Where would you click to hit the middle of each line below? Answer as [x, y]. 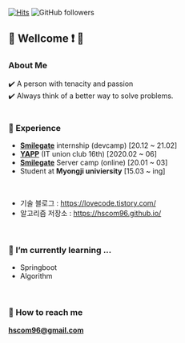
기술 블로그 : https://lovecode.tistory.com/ [88, 203]
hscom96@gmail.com [46, 330]
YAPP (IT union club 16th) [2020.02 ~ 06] [88, 153]
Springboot [38, 267]
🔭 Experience [35, 128]
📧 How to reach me [46, 312]
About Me [28, 66]
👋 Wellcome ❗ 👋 [46, 39]
